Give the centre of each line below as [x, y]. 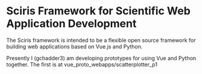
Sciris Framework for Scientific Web [99, 11]
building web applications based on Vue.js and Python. [74, 47]
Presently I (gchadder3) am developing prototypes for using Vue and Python [101, 58]
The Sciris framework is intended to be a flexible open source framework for [101, 40]
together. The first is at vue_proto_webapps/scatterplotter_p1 [82, 64]
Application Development [71, 24]
